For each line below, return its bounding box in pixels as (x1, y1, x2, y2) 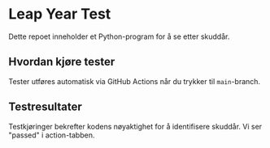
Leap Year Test (8, 5, 111, 23)
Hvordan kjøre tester (8, 55, 115, 69)
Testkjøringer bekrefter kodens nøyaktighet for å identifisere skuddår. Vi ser (8, 121, 263, 131)
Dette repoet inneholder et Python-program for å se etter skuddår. (8, 32, 230, 41)
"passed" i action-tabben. (8, 130, 95, 140)
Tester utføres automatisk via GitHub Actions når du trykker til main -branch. (8, 76, 261, 86)
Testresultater (8, 100, 83, 114)
